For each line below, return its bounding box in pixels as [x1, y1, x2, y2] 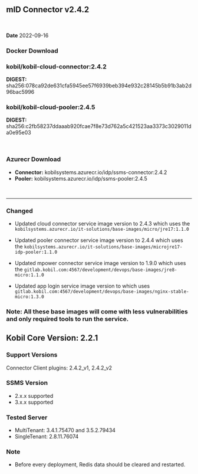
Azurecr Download [6, 155, 61, 164]
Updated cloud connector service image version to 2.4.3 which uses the [14, 220, 190, 227]
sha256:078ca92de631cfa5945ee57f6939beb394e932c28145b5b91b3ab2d [6, 82, 192, 89]
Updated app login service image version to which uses [14, 282, 150, 289]
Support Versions [6, 351, 58, 359]
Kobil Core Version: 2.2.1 [6, 333, 98, 343]
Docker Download [6, 47, 59, 55]
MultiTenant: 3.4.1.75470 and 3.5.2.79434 [14, 427, 116, 434]
